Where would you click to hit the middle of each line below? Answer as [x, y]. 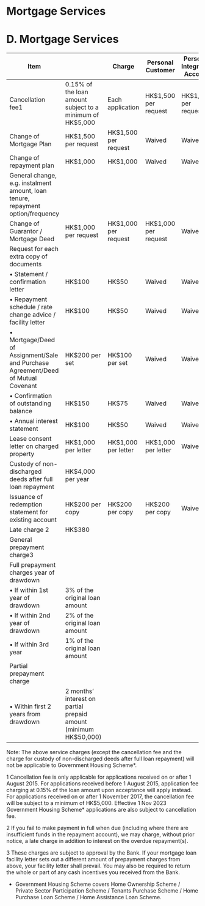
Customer [160, 70]
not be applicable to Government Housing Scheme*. [72, 765]
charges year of [32, 572]
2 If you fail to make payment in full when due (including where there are [98, 828]
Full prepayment [33, 565]
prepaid [76, 714]
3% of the [79, 590]
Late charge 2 [29, 530]
